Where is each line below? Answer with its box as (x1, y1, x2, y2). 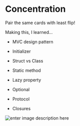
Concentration (5, 3, 66, 15)
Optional (12, 86, 30, 92)
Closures (12, 105, 31, 111)
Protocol (12, 96, 30, 102)
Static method (12, 67, 41, 73)
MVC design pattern (12, 38, 53, 45)
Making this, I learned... (5, 29, 53, 35)
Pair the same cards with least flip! (5, 20, 76, 26)
